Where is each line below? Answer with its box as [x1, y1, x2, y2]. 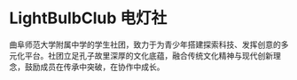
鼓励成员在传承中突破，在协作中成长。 [24, 61, 165, 72]
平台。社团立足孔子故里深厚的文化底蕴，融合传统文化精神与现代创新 [24, 50, 273, 60]
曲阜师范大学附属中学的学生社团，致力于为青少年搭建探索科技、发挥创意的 [9, 39, 281, 50]
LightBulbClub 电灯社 [9, 8, 168, 28]
